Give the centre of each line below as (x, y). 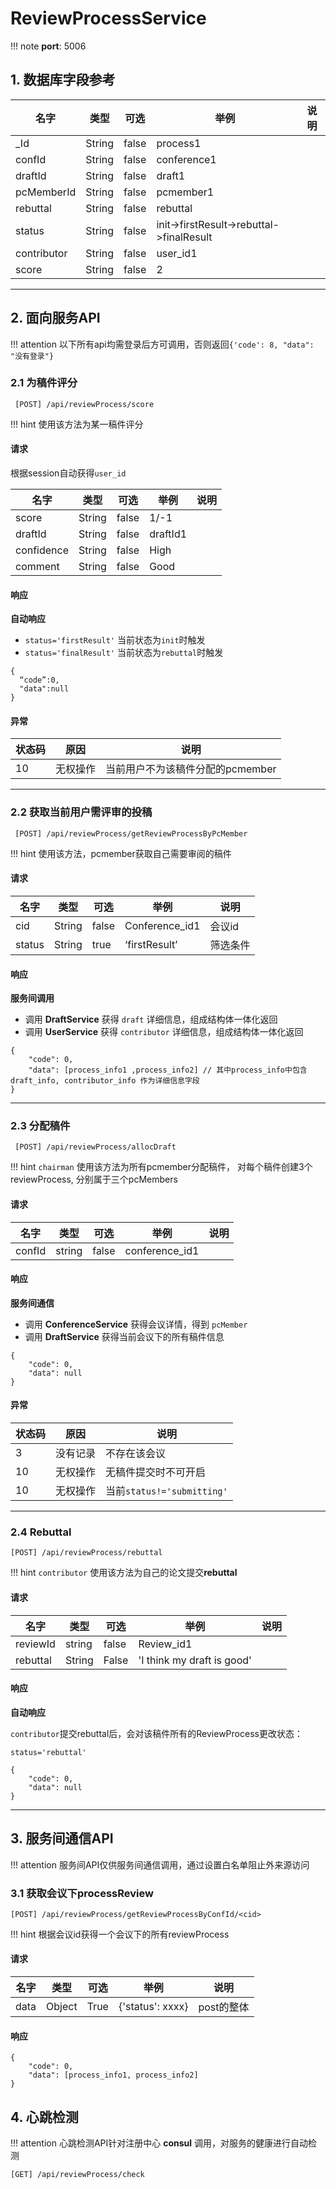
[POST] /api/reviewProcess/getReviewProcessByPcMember (131, 833)
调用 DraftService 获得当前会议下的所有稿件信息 (124, 1336)
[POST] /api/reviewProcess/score (84, 404)
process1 (179, 143)
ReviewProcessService (108, 18)
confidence (42, 550)
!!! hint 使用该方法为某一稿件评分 (77, 424)
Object (62, 2007)
